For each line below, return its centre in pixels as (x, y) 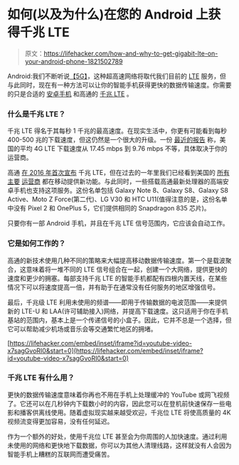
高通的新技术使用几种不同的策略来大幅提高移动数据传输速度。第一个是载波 (116, 260)
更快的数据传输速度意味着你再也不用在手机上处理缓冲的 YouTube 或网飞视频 (118, 395)
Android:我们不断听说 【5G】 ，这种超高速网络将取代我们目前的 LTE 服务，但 (117, 76)
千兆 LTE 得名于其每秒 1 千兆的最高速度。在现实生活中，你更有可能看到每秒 (117, 131)
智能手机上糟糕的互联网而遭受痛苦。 (60, 454)
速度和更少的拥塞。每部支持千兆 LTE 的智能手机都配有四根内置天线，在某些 (117, 278)
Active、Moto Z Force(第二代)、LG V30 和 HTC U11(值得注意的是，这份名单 (117, 199)
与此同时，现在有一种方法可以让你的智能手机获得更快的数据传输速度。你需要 (119, 85)
